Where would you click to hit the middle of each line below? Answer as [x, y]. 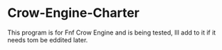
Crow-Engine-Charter [74, 13]
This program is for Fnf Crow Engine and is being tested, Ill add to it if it [112, 32]
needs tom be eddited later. [48, 39]
